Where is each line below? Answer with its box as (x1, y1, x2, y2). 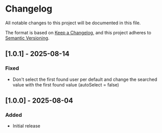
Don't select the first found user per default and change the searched (12, 76, 157, 82)
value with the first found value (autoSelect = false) (12, 81, 120, 87)
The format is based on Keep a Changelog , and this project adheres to (5, 29, 151, 35)
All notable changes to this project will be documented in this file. (5, 20, 141, 26)
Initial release (12, 123, 40, 129)
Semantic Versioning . (5, 35, 49, 41)
